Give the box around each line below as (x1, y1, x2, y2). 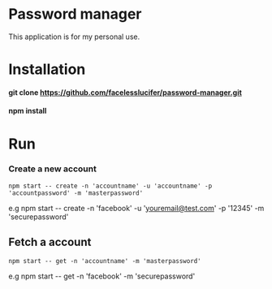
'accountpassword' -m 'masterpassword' (8, 188, 144, 197)
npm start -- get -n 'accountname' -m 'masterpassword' (8, 257, 201, 265)
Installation (8, 60, 86, 79)
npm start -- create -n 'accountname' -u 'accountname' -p (8, 182, 213, 190)
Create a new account (8, 163, 97, 175)
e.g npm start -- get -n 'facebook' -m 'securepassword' (8, 271, 196, 281)
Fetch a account (8, 235, 92, 249)
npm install (8, 106, 47, 116)
